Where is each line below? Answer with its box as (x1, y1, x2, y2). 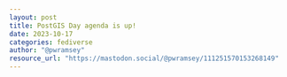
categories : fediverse (9, 37, 93, 47)
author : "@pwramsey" (9, 46, 86, 55)
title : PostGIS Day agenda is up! (9, 21, 137, 30)
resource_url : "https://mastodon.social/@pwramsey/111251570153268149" (9, 54, 279, 63)
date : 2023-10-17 (9, 29, 74, 38)
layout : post (9, 12, 58, 22)
